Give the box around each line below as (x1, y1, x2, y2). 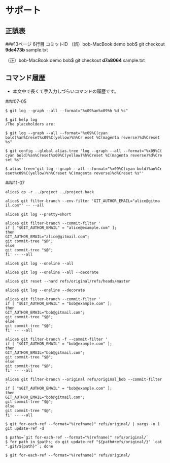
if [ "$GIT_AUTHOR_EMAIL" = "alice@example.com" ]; (5, 225, 117, 230)
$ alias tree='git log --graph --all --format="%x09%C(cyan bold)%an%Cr (5, 166, 162, 171)
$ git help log (5, 117, 38, 122)
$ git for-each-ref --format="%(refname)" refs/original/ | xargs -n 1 (5, 421, 160, 426)
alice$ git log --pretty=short (5, 212, 72, 217)
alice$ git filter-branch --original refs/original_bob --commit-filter (5, 377, 162, 382)
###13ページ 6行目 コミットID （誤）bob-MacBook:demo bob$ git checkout (5, 41, 165, 47)
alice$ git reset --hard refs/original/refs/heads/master (5, 278, 130, 284)
